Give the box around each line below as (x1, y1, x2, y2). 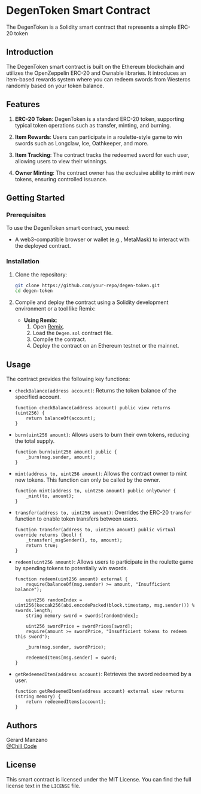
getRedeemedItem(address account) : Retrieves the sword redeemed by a (14, 671, 191, 678)
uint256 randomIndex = (26, 597, 83, 603)
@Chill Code (6, 743, 37, 750)
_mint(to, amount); (26, 493, 75, 500)
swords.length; (14, 608, 53, 614)
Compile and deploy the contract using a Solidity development (14, 299, 169, 306)
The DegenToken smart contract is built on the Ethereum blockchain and (6, 63, 185, 70)
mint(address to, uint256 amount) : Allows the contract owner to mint (14, 470, 187, 477)
